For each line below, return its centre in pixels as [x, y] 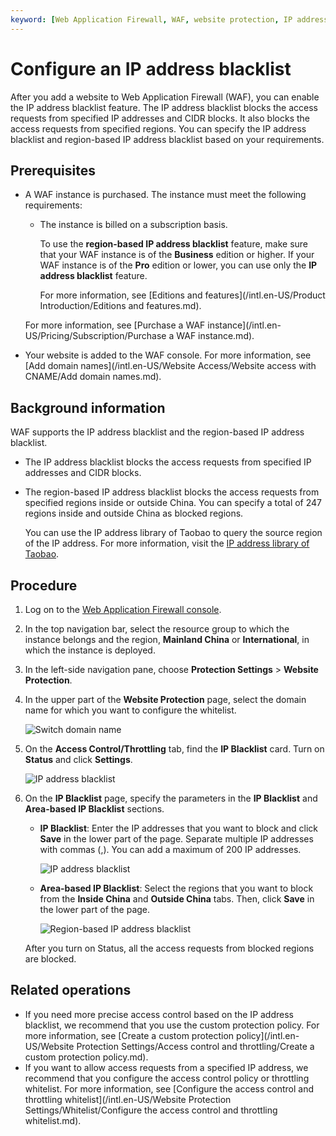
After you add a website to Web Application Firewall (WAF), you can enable [165, 97]
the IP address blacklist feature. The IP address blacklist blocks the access [164, 107]
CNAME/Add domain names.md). [93, 377]
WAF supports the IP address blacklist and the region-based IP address [157, 432]
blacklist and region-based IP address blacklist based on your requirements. [167, 139]
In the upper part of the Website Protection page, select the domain [165, 699]
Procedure [44, 585]
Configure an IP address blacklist [151, 68]
